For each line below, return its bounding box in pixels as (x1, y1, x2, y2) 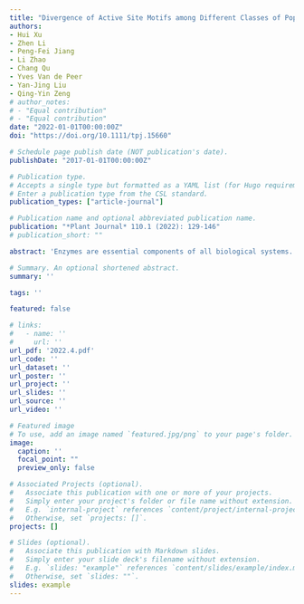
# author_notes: (9, 97, 71, 107)
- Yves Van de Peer (9, 72, 83, 81)
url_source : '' (9, 397, 67, 406)
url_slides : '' (9, 388, 67, 398)
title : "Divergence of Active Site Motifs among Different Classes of (9, 13, 281, 23)
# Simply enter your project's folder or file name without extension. (9, 496, 294, 505)
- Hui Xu (9, 30, 43, 39)
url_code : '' (9, 354, 59, 363)
